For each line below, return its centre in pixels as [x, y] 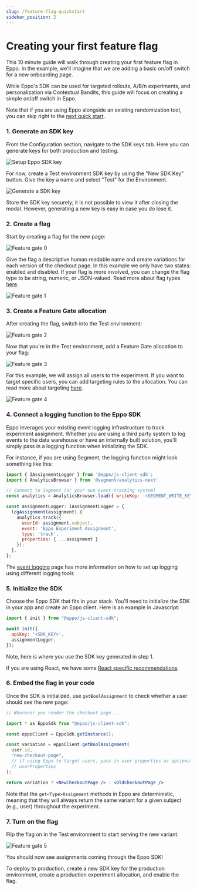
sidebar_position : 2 [31, 17]
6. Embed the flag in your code [50, 683]
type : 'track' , [40, 534]
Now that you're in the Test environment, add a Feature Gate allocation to [94, 347]
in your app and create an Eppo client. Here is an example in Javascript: [93, 607]
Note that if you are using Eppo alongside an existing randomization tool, [94, 110]
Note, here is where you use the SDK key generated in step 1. [80, 656]
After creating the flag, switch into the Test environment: [74, 324]
